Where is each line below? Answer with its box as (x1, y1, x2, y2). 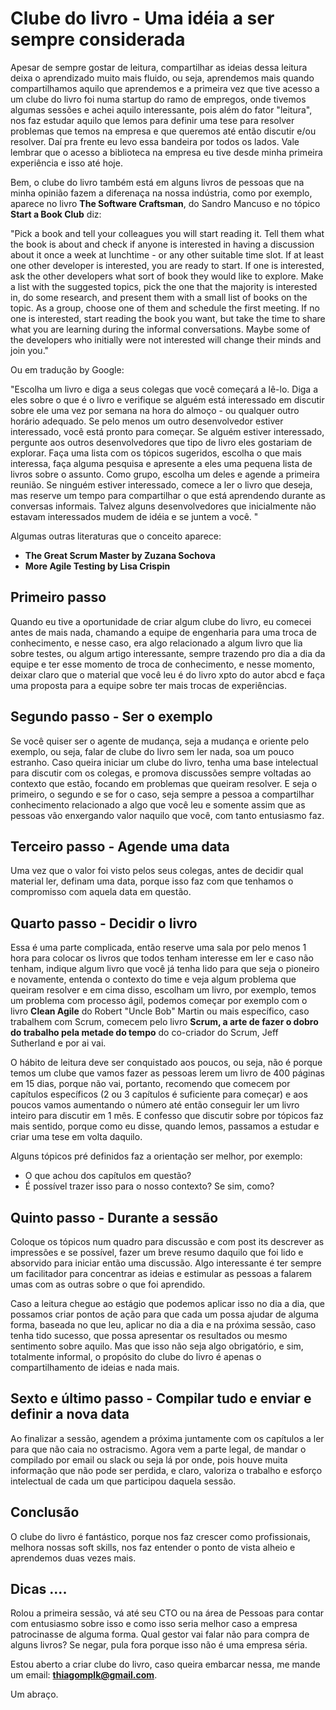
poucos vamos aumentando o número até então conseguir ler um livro (10, 1099, 300, 1111)
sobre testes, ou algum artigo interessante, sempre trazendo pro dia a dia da (10, 647, 326, 659)
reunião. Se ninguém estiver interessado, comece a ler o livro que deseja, (10, 478, 313, 491)
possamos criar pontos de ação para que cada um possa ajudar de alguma (10, 1308, 319, 1320)
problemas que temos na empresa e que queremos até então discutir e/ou (10, 125, 317, 137)
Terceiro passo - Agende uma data (10, 838, 230, 855)
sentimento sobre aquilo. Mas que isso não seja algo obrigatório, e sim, (10, 1340, 304, 1352)
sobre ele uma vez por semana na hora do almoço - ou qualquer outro (10, 404, 300, 416)
